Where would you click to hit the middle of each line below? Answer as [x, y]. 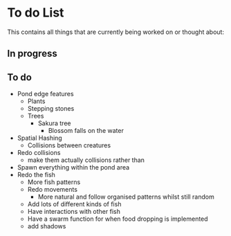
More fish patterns [54, 182]
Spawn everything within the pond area [73, 167]
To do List [36, 13]
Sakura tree [54, 123]
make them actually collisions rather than [86, 160]
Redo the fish [36, 175]
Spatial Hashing [39, 138]
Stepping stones [51, 109]
